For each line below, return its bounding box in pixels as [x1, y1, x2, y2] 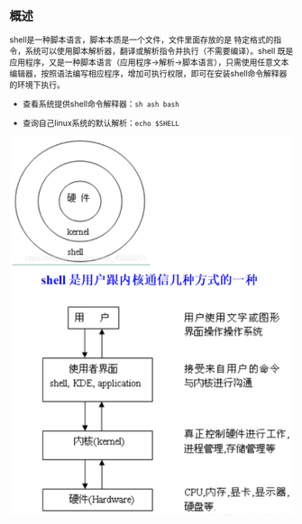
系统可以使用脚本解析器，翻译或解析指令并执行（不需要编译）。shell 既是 [24, 45, 294, 56]
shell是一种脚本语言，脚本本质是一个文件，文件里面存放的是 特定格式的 [9, 34, 274, 45]
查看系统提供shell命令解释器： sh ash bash [22, 98, 180, 109]
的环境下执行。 [9, 79, 65, 90]
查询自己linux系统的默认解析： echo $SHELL [22, 117, 180, 128]
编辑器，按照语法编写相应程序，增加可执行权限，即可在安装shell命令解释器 [9, 68, 288, 78]
